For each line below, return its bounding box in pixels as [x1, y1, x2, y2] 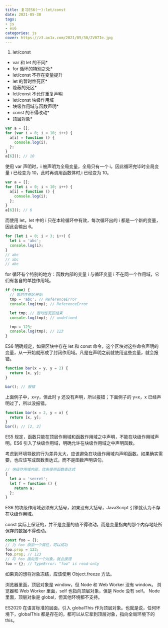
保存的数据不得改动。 [5, 528, 49, 534]
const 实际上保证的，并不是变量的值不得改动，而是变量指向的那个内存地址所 [5, 522, 162, 528]
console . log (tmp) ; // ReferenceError [9, 301, 88, 306]
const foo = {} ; [5, 538, 39, 543]
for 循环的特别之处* [12, 66, 53, 72]
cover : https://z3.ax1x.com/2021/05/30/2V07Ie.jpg [5, 36, 113, 41]
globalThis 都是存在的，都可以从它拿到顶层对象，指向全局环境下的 [18, 611, 155, 617]
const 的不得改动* [12, 109, 50, 115]
